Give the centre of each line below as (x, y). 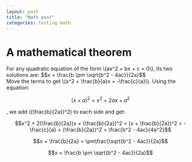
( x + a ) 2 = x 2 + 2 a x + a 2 (100, 100)
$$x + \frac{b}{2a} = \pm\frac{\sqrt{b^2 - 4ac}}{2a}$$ (100, 141)
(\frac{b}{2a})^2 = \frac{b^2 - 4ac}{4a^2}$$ (117, 129)
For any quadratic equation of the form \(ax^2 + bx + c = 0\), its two (89, 68)
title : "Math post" (31, 17)
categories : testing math (38, 23)
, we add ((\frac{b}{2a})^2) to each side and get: (66, 111)
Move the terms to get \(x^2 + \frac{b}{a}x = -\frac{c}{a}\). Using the (91, 82)
